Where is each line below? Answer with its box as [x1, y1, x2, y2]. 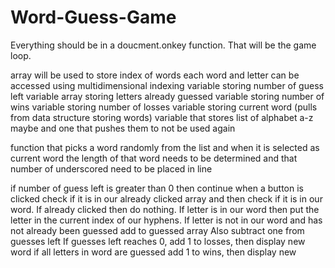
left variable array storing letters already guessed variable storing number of [10, 90, 325, 102]
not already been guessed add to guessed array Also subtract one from [10, 224, 305, 236]
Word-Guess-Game [10, 6, 177, 29]
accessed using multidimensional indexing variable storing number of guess [10, 79, 324, 91]
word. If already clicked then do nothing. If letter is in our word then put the [10, 203, 320, 215]
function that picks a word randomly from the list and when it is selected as [10, 141, 320, 153]
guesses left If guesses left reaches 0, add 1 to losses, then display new [10, 235, 306, 247]
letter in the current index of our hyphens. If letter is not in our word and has [10, 214, 323, 226]
